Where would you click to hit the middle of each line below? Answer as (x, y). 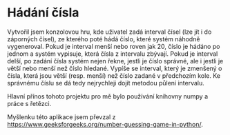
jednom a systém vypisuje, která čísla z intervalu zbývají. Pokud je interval (113, 54)
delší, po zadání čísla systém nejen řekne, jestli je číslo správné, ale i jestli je (115, 61)
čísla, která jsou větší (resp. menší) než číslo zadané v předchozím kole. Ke (114, 75)
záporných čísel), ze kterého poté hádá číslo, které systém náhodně (104, 39)
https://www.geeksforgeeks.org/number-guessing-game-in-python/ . (105, 124)
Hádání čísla (43, 13)
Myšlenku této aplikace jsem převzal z (61, 117)
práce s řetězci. (29, 103)
